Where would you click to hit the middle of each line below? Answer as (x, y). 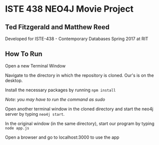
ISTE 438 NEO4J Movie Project (69, 9)
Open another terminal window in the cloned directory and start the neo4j (79, 109)
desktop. (14, 80)
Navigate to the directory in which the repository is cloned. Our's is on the (79, 75)
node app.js (17, 128)
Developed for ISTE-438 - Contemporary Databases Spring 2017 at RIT (77, 39)
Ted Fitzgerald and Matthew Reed (57, 27)
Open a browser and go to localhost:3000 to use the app (62, 137)
